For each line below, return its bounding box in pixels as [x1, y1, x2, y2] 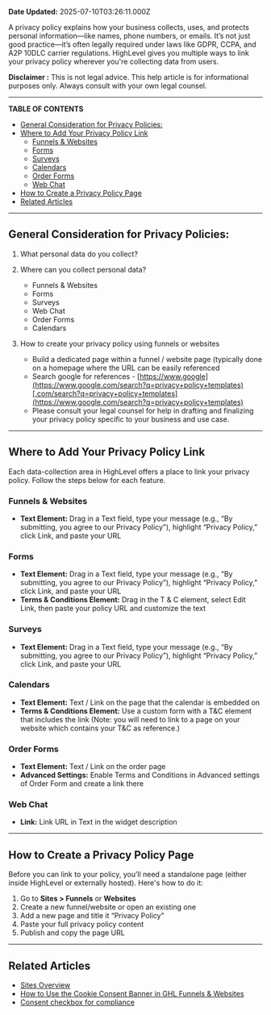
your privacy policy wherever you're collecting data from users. [8, 56, 219, 66]
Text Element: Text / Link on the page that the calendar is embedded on [19, 697, 261, 707]
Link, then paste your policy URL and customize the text [19, 604, 206, 614]
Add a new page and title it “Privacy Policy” [19, 911, 165, 921]
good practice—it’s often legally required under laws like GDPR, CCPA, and [8, 40, 256, 49]
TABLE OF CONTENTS [8, 104, 84, 114]
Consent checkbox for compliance [19, 997, 135, 1007]
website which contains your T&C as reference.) [19, 723, 180, 733]
